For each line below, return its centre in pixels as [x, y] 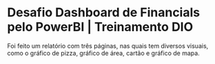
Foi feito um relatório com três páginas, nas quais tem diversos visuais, [108, 46]
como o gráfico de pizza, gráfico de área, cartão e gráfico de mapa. [103, 53]
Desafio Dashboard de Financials [104, 13]
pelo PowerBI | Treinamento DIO [100, 27]
